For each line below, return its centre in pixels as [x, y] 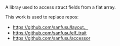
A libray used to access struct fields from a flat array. [61, 7]
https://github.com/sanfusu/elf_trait [50, 33]
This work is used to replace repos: [42, 17]
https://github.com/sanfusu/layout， [50, 27]
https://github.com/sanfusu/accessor [51, 38]
